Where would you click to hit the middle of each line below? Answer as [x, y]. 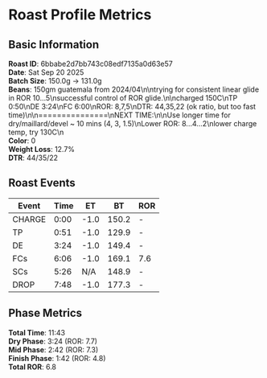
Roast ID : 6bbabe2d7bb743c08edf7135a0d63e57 [90, 64]
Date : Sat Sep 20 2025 [46, 72]
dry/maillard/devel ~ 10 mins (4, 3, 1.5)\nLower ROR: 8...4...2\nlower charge [133, 123]
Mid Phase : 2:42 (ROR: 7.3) [53, 349]
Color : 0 [22, 141]
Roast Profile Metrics [80, 15]
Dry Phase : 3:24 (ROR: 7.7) [53, 341]
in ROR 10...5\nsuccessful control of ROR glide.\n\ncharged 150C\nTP [123, 98]
